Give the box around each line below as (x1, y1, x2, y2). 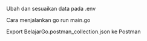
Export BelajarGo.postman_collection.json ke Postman (6, 28, 141, 35)
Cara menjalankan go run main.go (6, 17, 91, 23)
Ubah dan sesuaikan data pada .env (6, 5, 96, 12)
